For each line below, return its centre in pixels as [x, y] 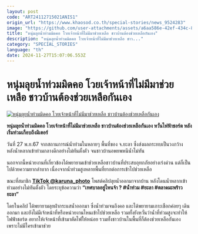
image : [15, 28]
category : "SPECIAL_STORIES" [42, 45]
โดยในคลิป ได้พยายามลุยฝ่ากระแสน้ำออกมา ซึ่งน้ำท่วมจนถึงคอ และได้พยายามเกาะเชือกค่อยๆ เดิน [98, 206]
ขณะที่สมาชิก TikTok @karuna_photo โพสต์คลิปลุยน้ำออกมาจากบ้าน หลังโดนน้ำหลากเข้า [97, 180]
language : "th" [25, 50]
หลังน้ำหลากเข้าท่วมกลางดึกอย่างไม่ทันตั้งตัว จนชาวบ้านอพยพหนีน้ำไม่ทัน [75, 151]
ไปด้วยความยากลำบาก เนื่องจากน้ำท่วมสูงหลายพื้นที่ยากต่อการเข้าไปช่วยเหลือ [79, 169]
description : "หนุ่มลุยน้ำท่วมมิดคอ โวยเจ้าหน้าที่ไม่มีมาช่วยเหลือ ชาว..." [75, 39]
